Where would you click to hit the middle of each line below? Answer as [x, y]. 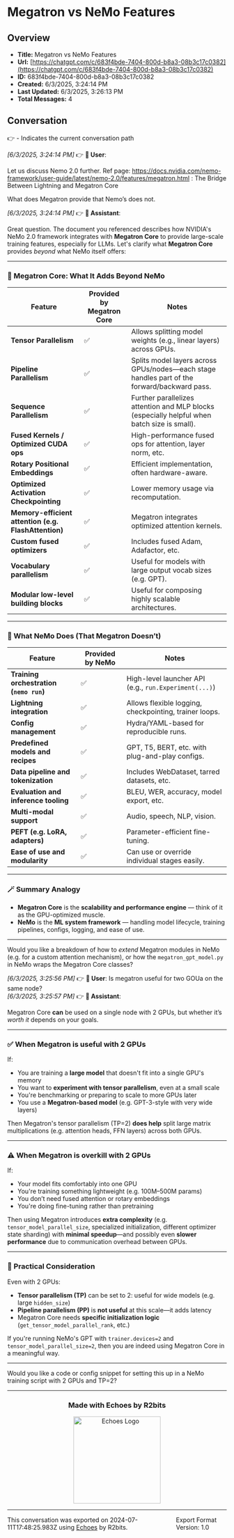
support [24, 821]
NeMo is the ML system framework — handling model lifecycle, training [121, 922]
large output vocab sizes [172, 570]
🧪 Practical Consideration [51, 1266]
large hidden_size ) [44, 1303]
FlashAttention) [37, 530]
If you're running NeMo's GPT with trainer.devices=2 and [91, 1338]
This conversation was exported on [58, 1520]
